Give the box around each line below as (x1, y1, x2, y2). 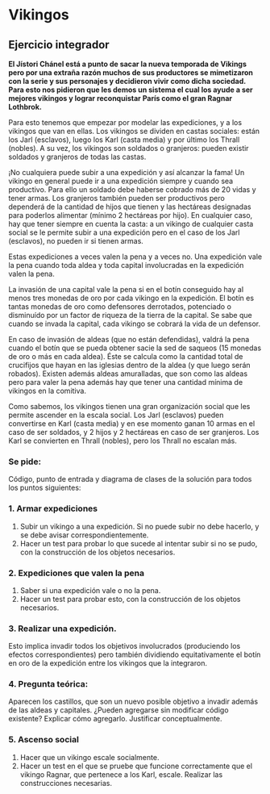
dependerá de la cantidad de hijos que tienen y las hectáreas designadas (8, 202, 251, 211)
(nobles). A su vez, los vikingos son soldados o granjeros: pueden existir (8, 144, 249, 153)
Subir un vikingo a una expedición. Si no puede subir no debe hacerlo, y (19, 521, 260, 531)
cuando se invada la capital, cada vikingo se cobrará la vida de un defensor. (8, 319, 260, 328)
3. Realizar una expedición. (8, 623, 117, 634)
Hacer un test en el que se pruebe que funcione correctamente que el (19, 761, 252, 771)
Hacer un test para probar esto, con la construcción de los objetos (19, 594, 241, 604)
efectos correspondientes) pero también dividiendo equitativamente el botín (8, 650, 261, 659)
